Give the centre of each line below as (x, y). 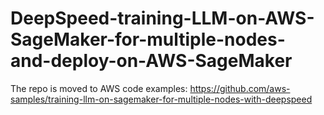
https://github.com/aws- (240, 88)
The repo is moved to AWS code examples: (99, 88)
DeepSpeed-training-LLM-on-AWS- (162, 18)
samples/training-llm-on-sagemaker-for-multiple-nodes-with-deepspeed (161, 99)
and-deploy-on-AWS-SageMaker (151, 61)
